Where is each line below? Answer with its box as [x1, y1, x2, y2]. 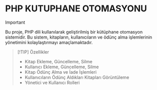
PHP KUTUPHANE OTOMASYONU [5, 3, 148, 14]
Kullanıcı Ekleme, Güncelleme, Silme [24, 64, 99, 70]
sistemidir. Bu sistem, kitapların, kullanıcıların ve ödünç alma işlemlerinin [5, 34, 153, 40]
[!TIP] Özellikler [17, 49, 49, 55]
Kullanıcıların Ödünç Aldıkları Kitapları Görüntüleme [24, 74, 129, 80]
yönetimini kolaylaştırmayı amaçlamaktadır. [5, 39, 93, 45]
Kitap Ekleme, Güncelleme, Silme [24, 58, 93, 64]
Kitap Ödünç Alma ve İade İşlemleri [24, 69, 97, 75]
